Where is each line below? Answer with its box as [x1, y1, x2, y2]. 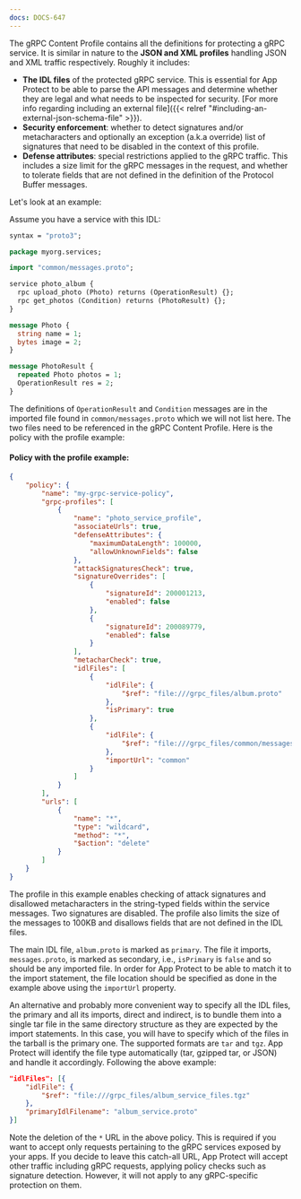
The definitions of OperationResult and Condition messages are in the [9, 403, 268, 413]
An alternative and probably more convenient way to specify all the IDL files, [9, 999, 291, 1010]
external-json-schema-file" [21, 112, 124, 123]
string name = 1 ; [17, 329, 82, 338]
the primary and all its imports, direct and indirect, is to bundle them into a [9, 1009, 282, 1020]
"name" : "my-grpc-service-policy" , [41, 489, 175, 498]
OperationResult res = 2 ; [17, 378, 115, 387]
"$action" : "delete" [73, 839, 150, 848]
